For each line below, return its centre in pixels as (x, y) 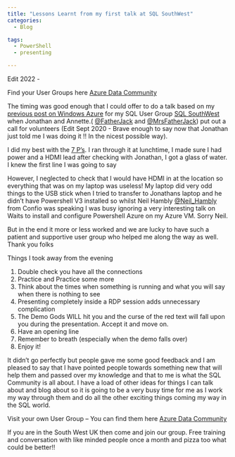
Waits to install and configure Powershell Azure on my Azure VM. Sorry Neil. (118, 216)
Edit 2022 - (24, 79)
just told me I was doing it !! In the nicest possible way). (88, 136)
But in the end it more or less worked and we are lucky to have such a (108, 229)
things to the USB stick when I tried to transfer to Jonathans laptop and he (115, 193)
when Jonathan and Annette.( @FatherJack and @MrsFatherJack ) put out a (117, 121)
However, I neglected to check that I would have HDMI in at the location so (115, 178)
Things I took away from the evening (61, 258)
